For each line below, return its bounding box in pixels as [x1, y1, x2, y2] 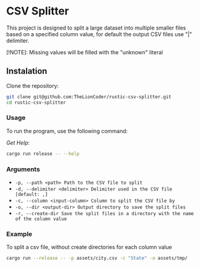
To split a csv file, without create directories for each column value [6, 243, 172, 251]
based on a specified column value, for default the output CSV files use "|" [6, 30, 192, 37]
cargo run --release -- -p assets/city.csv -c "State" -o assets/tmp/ [6, 255, 188, 262]
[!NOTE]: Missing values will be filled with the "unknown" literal [6, 48, 163, 55]
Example [6, 230, 33, 238]
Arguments [6, 165, 40, 173]
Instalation [6, 66, 47, 77]
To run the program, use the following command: [6, 127, 128, 134]
